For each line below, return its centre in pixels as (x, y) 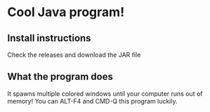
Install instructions (49, 38)
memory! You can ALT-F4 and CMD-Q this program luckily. (92, 101)
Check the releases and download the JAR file (74, 55)
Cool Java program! (66, 12)
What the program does (60, 77)
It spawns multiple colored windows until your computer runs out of (105, 93)
